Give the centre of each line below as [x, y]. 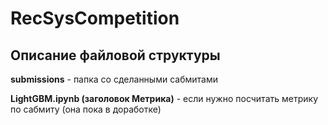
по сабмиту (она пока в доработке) [86, 109]
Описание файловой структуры [115, 55]
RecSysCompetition [95, 18]
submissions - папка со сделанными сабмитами [114, 79]
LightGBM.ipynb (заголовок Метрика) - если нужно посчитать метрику [164, 98]
